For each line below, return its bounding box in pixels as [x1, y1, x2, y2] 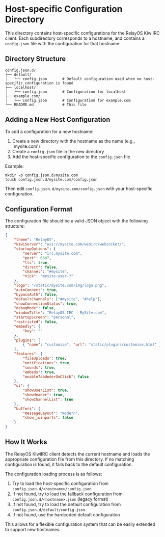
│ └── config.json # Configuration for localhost [5, 89, 126, 94]
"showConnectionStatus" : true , [14, 301, 78, 306]
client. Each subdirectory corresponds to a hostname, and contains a [5, 35, 145, 41]
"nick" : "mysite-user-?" [23, 274, 74, 279]
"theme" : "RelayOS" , [14, 237, 56, 242]
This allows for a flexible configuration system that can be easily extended [5, 521, 156, 527]
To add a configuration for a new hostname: [5, 129, 94, 134]
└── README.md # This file [5, 102, 87, 107]
